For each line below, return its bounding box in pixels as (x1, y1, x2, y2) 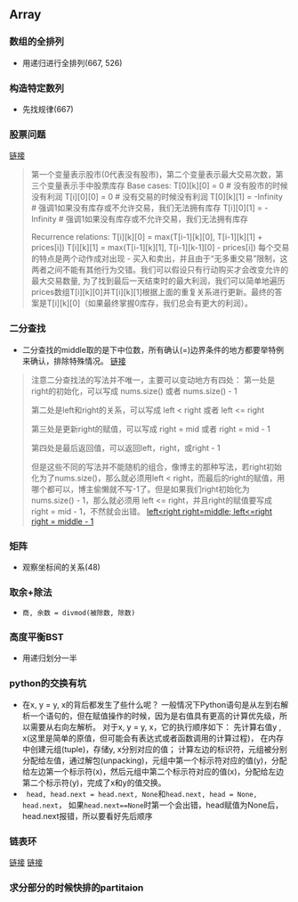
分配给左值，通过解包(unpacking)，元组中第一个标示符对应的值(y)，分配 (21, 755, 287, 766)
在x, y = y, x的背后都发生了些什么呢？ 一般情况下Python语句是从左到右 (21, 699, 281, 709)
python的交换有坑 (9, 677, 87, 690)
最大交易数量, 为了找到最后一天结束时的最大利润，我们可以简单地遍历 (30, 275, 286, 286)
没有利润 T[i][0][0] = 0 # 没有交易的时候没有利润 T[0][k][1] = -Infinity (30, 192, 283, 202)
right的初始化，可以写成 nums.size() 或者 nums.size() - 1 (30, 385, 238, 396)
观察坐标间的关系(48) (21, 562, 101, 572)
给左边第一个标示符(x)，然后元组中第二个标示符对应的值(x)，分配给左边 (21, 766, 285, 776)
